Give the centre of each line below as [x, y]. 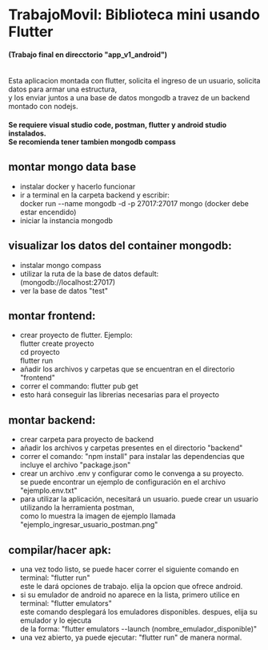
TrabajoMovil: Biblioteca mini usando [134, 15]
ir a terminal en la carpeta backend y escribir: [94, 195]
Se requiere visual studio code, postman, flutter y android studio [118, 124]
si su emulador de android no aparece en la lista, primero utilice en [130, 595]
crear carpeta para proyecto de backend [87, 440]
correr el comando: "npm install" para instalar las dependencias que [132, 457]
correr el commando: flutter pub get [79, 386]
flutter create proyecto [57, 343]
